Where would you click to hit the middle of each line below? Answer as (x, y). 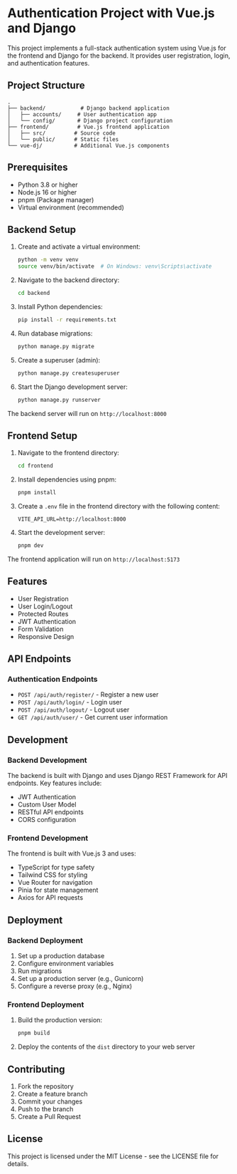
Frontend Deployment (46, 1004)
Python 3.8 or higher (48, 185)
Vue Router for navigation (55, 883)
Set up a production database (61, 956)
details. (18, 1163)
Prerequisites (38, 168)
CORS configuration (47, 820)
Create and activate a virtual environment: (79, 246)
